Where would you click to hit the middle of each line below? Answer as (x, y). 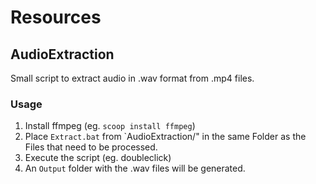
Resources (56, 17)
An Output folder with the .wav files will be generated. (135, 168)
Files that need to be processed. (91, 147)
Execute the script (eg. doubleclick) (98, 158)
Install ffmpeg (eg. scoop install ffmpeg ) (110, 126)
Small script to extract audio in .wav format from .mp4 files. (132, 78)
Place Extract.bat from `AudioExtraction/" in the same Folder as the (165, 137)
